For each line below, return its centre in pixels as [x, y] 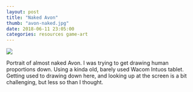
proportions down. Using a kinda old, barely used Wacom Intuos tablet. [95, 70]
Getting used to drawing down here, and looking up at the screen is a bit [96, 76]
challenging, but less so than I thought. [55, 82]
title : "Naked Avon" [32, 18]
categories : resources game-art [47, 34]
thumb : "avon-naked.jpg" [38, 23]
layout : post [23, 12]
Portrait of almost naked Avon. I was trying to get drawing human [87, 63]
